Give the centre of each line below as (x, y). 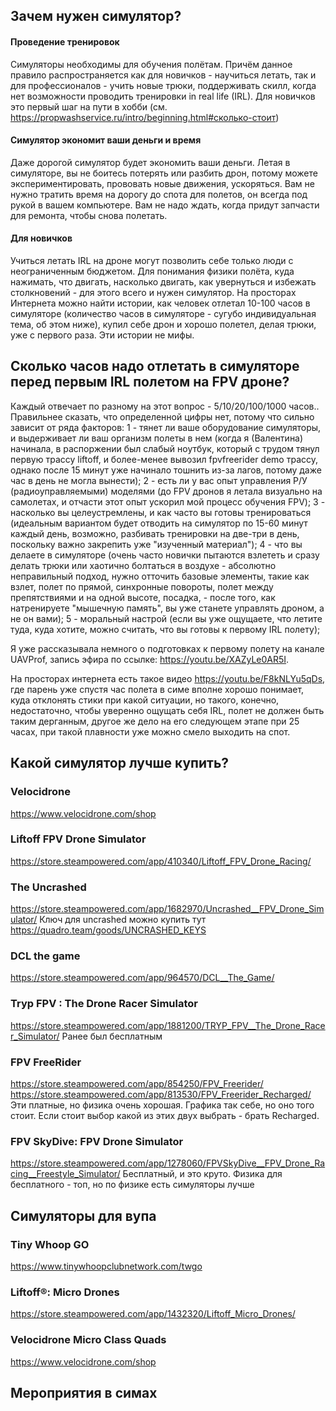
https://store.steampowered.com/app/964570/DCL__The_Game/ (142, 978)
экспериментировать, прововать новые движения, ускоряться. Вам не (162, 183)
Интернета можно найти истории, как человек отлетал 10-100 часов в (160, 303)
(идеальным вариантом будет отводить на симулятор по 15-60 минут (159, 523)
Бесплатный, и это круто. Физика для (202, 1174)
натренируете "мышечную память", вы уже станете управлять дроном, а (167, 608)
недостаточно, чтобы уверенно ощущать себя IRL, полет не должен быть (167, 710)
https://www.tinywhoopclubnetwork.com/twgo (106, 1266)
